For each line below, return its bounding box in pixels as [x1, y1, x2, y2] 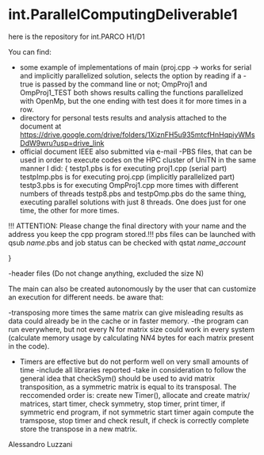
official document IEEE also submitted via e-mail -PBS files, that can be [19, 147, 252, 156]
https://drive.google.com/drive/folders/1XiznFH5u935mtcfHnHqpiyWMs [19, 129, 255, 140]
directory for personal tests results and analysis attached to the [19, 113, 228, 122]
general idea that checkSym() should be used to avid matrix [19, 373, 216, 383]
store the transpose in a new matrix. [19, 424, 138, 434]
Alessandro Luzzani [8, 439, 73, 449]
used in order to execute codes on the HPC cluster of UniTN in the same [19, 155, 256, 164]
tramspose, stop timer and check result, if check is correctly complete [19, 415, 250, 425]
